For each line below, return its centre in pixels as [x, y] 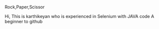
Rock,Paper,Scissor [25, 7]
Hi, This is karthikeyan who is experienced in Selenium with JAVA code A [79, 16]
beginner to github [24, 22]
